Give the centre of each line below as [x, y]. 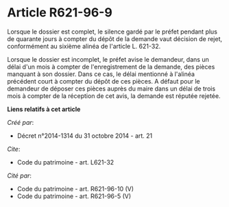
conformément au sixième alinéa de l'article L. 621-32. [84, 46]
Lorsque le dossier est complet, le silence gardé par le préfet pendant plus [112, 32]
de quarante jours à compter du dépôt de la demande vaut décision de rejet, [115, 38]
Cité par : [20, 175]
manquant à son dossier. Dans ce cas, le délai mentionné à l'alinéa [101, 74]
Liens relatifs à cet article [44, 109]
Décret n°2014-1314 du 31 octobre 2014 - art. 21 [85, 136]
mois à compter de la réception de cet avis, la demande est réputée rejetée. [114, 96]
